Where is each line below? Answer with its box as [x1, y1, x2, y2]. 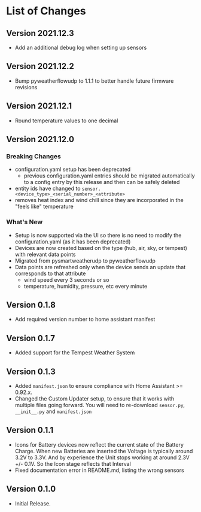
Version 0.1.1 [6, 425, 54, 435]
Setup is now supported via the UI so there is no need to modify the [14, 231, 182, 239]
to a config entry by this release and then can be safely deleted [23, 179, 180, 186]
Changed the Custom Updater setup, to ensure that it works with [14, 395, 175, 402]
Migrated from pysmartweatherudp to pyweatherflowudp [14, 257, 156, 264]
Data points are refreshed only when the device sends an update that [14, 263, 186, 270]
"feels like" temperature [14, 203, 74, 210]
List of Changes [6, 4, 86, 18]
